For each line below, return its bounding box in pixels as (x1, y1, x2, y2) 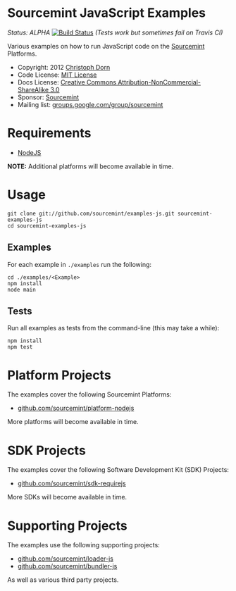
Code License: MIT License (17, 70, 97, 79)
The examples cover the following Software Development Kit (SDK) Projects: (7, 466, 229, 474)
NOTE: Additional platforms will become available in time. (7, 162, 174, 170)
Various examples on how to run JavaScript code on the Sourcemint (7, 42, 205, 50)
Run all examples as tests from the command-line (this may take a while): (7, 324, 220, 332)
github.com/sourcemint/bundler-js (17, 562, 118, 571)
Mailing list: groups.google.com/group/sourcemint (17, 100, 163, 108)
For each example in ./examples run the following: (7, 260, 152, 268)
